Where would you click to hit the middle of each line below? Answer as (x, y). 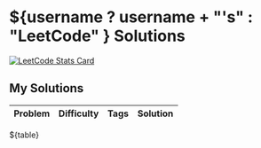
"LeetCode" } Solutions (98, 36)
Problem (32, 113)
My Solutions (47, 88)
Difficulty (79, 113)
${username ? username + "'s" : (131, 17)
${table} (24, 135)
